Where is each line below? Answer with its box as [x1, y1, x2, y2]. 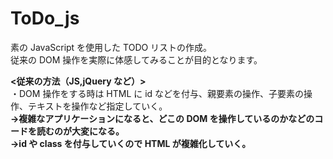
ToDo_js [10, 7, 80, 30]
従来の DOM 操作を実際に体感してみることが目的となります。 [10, 53, 263, 66]
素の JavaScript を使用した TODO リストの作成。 [10, 41, 213, 53]
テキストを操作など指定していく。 [27, 100, 164, 112]
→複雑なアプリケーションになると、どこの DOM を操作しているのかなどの [10, 112, 315, 124]
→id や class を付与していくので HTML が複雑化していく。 [10, 137, 252, 149]
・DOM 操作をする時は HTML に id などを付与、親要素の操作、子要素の [10, 87, 305, 99]
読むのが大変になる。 [36, 125, 125, 137]
